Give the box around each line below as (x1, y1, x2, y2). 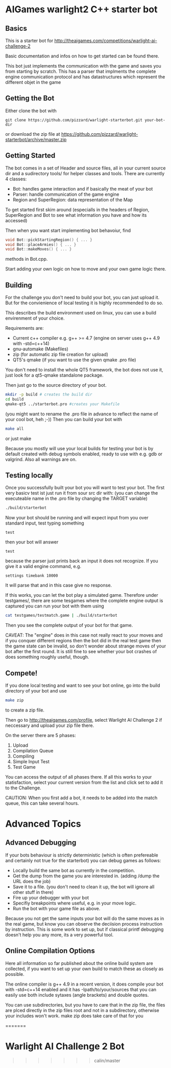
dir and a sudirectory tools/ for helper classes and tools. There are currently (5, 170, 165, 176)
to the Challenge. (5, 785, 42, 791)
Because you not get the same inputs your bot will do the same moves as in (5, 915, 164, 922)
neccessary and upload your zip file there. (5, 722, 94, 728)
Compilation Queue (12, 747, 54, 753)
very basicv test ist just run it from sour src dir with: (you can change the (5, 490, 158, 496)
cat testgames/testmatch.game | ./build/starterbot (5, 613, 117, 618)
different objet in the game (5, 79, 61, 85)
